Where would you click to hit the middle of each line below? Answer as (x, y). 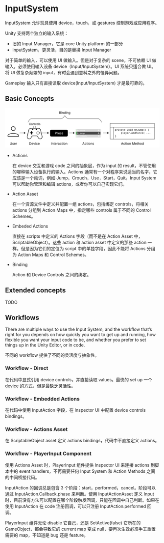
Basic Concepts (30, 99)
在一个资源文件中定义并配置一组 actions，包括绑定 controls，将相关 (81, 204)
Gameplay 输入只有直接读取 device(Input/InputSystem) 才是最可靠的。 (76, 83)
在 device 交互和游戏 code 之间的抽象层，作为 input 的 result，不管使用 (84, 166)
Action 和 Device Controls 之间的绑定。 (52, 274)
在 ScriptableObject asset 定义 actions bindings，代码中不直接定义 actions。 (82, 441)
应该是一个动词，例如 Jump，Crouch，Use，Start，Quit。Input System (84, 178)
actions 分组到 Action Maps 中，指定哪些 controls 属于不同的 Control (81, 210)
